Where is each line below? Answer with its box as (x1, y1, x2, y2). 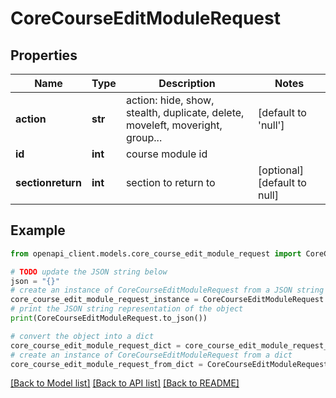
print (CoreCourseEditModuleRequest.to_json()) (10, 313, 208, 324)
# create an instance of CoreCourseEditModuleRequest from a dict (10, 350, 293, 360)
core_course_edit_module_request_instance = (10, 295, 199, 305)
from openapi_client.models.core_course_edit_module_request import (10, 248, 302, 259)
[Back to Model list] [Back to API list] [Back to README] (10, 377, 240, 389)
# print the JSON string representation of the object (10, 304, 244, 314)
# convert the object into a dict (10, 331, 155, 341)
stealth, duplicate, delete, (125, 106, 245, 119)
